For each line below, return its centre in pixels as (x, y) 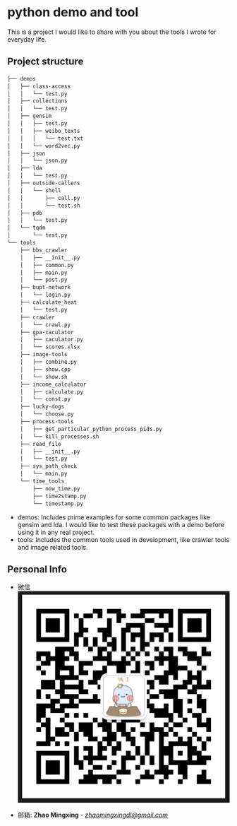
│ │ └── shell (34, 190)
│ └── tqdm (26, 228)
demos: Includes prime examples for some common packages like (114, 517)
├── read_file (41, 444)
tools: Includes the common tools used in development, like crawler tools (123, 539)
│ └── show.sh (44, 377)
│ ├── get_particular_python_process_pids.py (91, 429)
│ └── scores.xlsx (50, 347)
